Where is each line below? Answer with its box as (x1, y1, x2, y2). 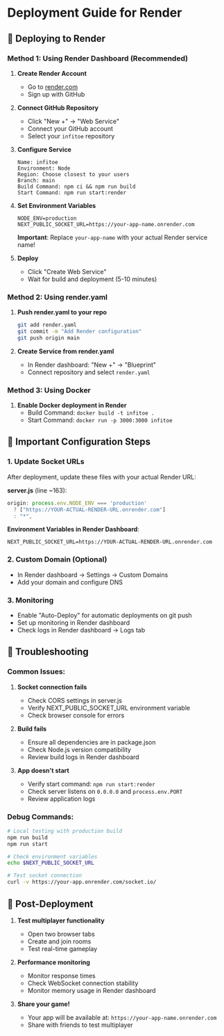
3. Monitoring (7, 595, 54, 605)
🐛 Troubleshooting (7, 646, 89, 658)
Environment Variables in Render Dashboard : (7, 525, 140, 534)
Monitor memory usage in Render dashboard (27, 986, 156, 994)
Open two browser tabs (27, 930, 96, 938)
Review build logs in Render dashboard (27, 753, 140, 761)
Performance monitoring (17, 958, 90, 966)
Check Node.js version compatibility (27, 745, 132, 754)
